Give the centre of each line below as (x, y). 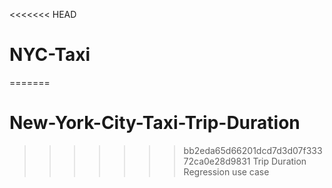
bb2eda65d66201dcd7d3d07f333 (253, 150)
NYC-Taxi (50, 55)
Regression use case (226, 171)
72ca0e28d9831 (217, 161)
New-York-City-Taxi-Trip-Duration (155, 123)
